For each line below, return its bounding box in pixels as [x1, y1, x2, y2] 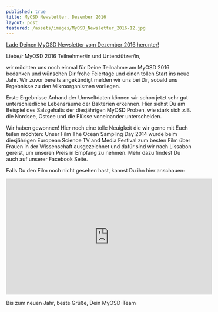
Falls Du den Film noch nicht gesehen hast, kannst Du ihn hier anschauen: [6, 167, 185, 174]
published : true [6, 8, 46, 15]
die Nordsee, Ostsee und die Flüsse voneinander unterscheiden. [6, 113, 162, 120]
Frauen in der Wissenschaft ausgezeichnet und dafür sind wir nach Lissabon [6, 143, 192, 150]
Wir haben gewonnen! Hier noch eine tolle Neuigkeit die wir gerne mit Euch [6, 124, 188, 131]
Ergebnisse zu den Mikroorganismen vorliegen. [6, 83, 120, 90]
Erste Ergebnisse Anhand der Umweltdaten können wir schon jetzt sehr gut [6, 94, 188, 101]
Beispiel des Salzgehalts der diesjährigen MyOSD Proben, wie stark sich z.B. [6, 107, 192, 114]
